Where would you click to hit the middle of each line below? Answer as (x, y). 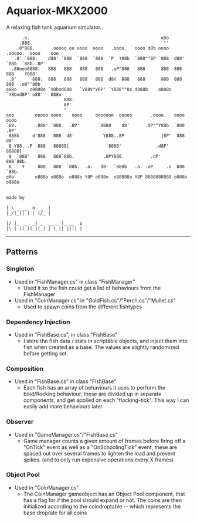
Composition (25, 368)
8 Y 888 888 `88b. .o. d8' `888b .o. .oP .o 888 (96, 167)
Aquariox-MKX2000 (57, 11)
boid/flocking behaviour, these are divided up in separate (92, 394)
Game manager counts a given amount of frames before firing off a (104, 441)
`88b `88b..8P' (26, 64)
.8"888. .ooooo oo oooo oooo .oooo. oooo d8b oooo (93, 48)
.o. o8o (95, 38)
